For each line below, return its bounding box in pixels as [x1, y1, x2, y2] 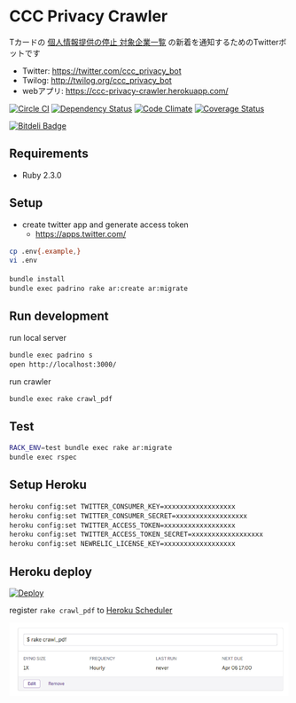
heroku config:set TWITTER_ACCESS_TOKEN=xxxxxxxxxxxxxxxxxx [9, 521, 237, 530]
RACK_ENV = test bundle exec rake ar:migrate [9, 444, 173, 453]
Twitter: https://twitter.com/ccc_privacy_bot [21, 65, 182, 76]
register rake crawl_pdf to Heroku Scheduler [9, 604, 173, 615]
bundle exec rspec [9, 453, 77, 462]
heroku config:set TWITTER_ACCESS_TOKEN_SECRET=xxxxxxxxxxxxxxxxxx [9, 530, 264, 539]
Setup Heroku [9, 478, 87, 493]
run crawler [9, 375, 51, 387]
